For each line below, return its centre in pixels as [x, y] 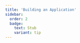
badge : [16, 23]
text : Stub [25, 28]
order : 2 [19, 19]
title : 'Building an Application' [41, 10]
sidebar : [14, 14]
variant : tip [28, 33]
